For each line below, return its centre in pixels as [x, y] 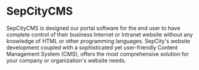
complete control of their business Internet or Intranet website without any [100, 34]
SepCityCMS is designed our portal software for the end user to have [93, 28]
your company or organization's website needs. [66, 60]
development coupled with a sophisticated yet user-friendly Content [92, 47]
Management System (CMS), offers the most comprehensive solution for [98, 54]
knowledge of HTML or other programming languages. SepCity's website [98, 41]
